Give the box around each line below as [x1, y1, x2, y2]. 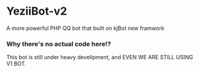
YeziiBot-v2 [6, 4, 68, 18]
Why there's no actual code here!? [6, 40, 112, 48]
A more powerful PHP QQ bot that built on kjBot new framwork [6, 24, 165, 32]
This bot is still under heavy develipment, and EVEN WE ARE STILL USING [6, 54, 193, 61]
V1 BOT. [6, 60, 26, 68]
